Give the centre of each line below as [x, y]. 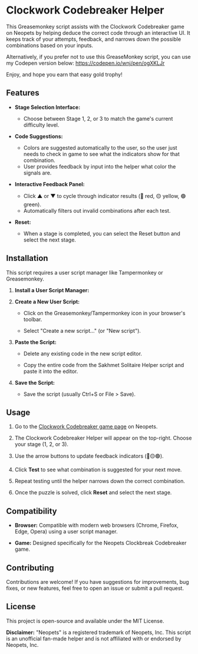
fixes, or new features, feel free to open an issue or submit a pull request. [95, 588]
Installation [27, 258]
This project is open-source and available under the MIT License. [85, 621]
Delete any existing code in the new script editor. [83, 354]
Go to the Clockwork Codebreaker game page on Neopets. [86, 427]
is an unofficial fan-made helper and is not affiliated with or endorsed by [94, 638]
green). [32, 204]
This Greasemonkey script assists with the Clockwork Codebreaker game [95, 27]
